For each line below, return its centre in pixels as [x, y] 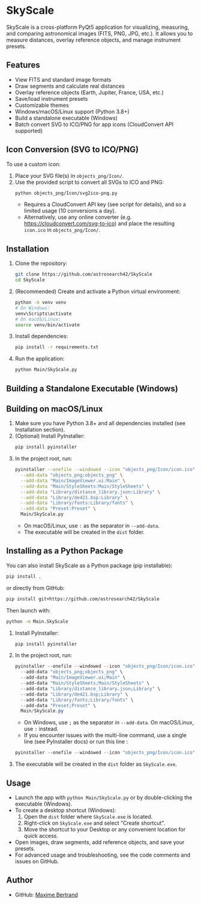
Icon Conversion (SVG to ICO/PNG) [73, 150]
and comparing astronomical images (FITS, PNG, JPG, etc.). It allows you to [100, 33]
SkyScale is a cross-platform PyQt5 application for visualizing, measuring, [98, 27]
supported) [29, 130]
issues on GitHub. [37, 861]
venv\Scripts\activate [43, 314]
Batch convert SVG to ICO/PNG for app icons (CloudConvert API [94, 124]
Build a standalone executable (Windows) [66, 118]
